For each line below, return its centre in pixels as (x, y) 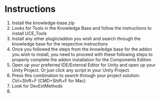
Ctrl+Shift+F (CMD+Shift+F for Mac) (49, 81)
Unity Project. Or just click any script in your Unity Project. (71, 70)
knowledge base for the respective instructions (60, 44)
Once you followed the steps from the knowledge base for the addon (82, 49)
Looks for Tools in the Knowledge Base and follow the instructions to (81, 28)
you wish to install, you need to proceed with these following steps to (82, 54)
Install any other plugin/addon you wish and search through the (76, 39)
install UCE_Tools (29, 33)
